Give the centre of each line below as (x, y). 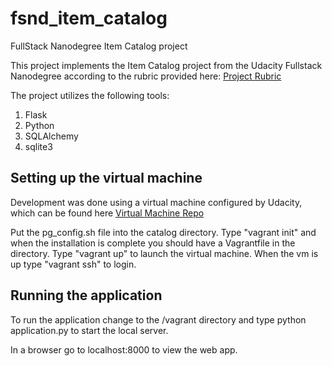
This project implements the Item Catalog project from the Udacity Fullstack (166, 65)
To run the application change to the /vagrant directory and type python (158, 319)
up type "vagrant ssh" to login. (73, 264)
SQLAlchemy (51, 136)
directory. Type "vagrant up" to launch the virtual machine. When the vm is (164, 253)
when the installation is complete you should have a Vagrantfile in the (153, 243)
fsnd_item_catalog (89, 18)
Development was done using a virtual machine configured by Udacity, (156, 202)
